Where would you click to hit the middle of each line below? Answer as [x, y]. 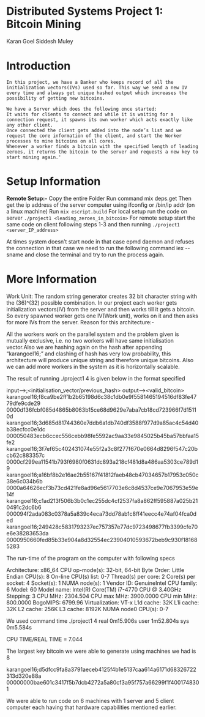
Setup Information [54, 181]
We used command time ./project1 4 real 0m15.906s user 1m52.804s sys [98, 621]
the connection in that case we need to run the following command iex [95, 248]
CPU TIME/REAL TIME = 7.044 [45, 639]
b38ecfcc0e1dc [26, 429]
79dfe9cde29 [24, 403]
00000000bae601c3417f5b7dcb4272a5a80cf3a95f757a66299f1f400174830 [103, 682]
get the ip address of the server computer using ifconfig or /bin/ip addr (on [101, 205]
